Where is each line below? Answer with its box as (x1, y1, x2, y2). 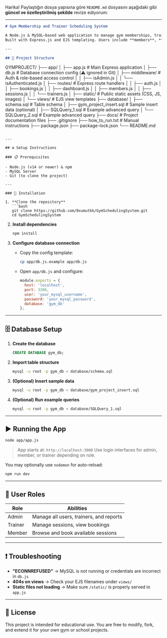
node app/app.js (5, 438, 39, 443)
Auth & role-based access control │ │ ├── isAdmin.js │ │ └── (5, 75, 133, 81)
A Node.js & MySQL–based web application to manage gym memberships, (5, 32, 153, 38)
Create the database (12, 341, 56, 347)
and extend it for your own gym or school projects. (5, 627, 109, 633)
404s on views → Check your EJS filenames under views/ (12, 578, 132, 585)
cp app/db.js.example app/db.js (19, 259, 87, 265)
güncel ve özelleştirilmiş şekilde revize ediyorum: (5, 9, 108, 15)
